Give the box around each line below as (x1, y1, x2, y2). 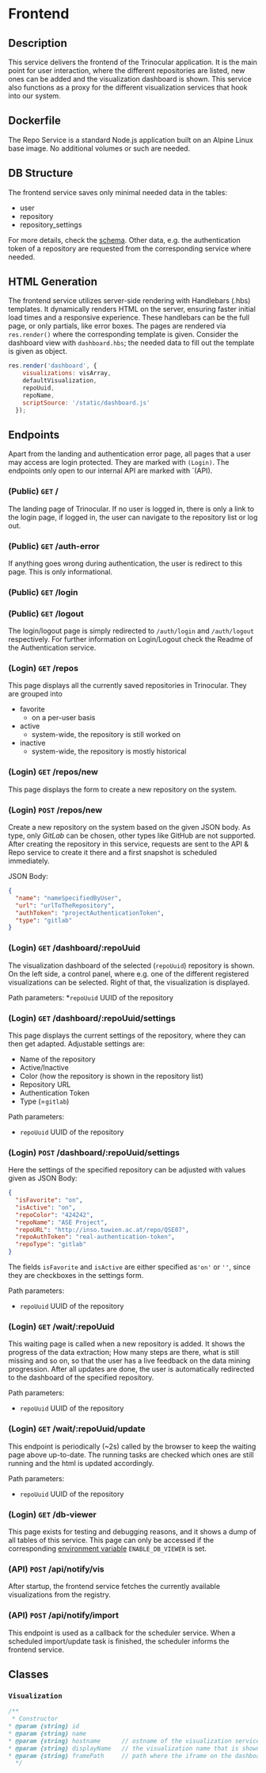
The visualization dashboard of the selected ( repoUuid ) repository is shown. (8, 961, 255, 970)
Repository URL (19, 1080, 71, 1089)
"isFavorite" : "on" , (15, 1196, 83, 1204)
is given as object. (8, 347, 67, 356)
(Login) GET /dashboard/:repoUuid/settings (8, 1012, 176, 1023)
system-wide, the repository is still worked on (31, 730, 180, 739)
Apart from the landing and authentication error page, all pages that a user (8, 449, 251, 459)
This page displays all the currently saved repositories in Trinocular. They (8, 681, 247, 690)
